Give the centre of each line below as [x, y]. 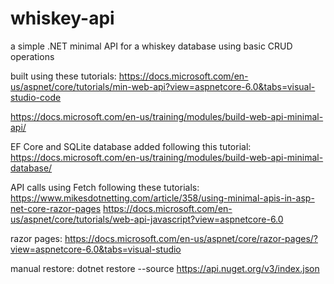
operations [32, 56]
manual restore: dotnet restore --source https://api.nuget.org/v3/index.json [165, 268]
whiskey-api [62, 18]
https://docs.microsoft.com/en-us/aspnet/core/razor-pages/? [191, 238]
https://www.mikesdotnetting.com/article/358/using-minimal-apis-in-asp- [162, 198]
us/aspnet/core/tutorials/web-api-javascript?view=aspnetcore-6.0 [147, 219]
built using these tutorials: [63, 76]
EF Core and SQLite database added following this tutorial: [131, 146]
